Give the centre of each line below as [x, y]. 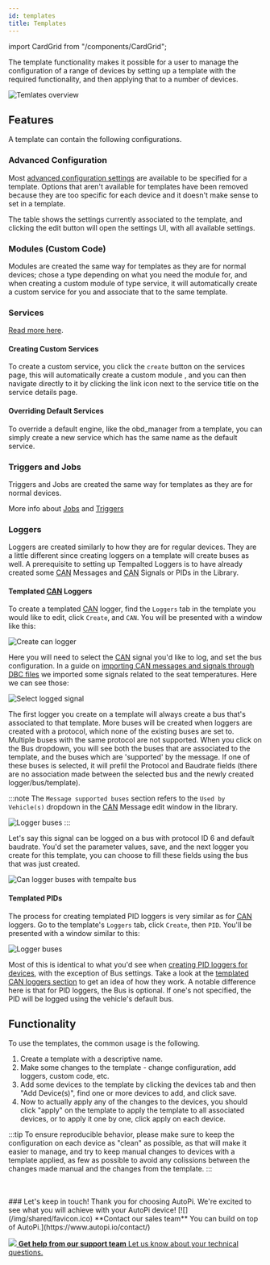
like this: [22, 626]
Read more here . [36, 331]
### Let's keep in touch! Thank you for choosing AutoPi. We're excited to [130, 1201]
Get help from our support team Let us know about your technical [129, 1244]
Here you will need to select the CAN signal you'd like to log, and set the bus [135, 657]
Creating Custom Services [54, 348]
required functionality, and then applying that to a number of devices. [124, 79]
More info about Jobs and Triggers [66, 508]
